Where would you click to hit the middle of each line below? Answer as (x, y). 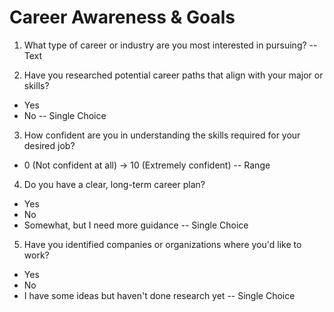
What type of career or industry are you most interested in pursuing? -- (170, 45)
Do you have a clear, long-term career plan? (114, 184)
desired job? (49, 145)
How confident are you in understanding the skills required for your (162, 135)
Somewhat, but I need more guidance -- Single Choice (136, 225)
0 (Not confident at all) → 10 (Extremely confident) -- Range (147, 165)
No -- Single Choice (65, 115)
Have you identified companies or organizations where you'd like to (162, 244)
